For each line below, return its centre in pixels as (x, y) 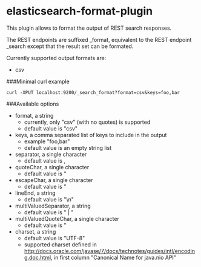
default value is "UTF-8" (54, 238)
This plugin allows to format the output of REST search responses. (89, 28)
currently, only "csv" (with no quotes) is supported (87, 122)
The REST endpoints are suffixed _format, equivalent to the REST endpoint (99, 39)
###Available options (33, 104)
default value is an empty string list (68, 147)
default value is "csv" (51, 128)
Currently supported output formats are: (56, 58)
